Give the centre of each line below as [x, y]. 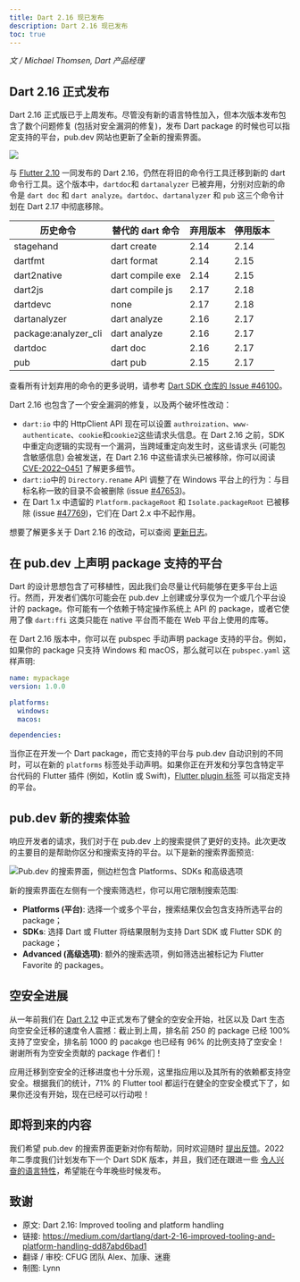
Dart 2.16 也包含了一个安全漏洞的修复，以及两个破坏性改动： [121, 405]
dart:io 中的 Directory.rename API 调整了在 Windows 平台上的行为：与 [152, 480]
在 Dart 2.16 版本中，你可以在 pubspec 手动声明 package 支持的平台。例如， [150, 639]
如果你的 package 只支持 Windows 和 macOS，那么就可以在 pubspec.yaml [145, 650]
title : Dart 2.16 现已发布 [57, 17]
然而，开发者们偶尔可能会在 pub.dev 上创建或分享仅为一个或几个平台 [151, 597]
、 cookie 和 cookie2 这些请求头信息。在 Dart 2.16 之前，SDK [177, 435]
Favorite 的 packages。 [65, 966]
